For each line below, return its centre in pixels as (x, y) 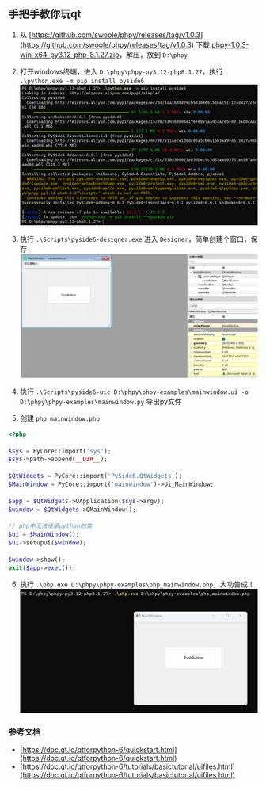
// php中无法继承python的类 (50, 526)
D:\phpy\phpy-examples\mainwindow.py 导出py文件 (101, 401)
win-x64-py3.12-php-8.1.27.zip (70, 55)
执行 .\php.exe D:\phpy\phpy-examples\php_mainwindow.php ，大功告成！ (137, 584)
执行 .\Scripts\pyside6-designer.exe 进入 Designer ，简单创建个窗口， (135, 239)
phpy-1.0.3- (230, 44)
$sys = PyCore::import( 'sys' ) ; (60, 451)
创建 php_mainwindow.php (60, 418)
